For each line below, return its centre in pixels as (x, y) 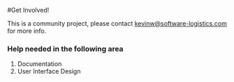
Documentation (39, 64)
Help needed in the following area (65, 49)
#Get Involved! (28, 10)
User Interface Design (49, 72)
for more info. (27, 31)
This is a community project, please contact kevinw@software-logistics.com (117, 23)
